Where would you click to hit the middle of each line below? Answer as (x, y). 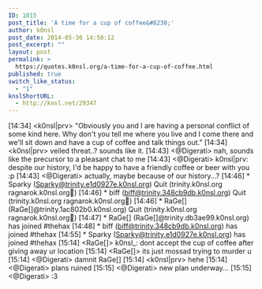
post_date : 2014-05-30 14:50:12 (61, 37)
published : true (35, 74)
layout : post (30, 52)
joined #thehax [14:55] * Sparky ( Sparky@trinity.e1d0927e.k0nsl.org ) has (127, 235)
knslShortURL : (32, 96)
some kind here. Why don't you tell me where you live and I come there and (131, 134)
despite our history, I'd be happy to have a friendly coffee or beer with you (129, 168)
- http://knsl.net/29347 (56, 103)
